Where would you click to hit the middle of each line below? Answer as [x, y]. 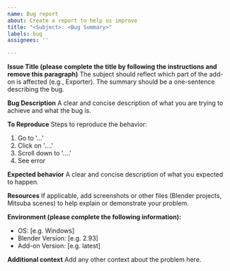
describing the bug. [36, 89]
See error [31, 161]
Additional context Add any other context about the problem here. [104, 260]
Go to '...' [30, 138]
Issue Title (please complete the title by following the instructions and [112, 67]
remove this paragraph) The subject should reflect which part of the [108, 74]
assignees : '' [28, 40]
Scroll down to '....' [45, 153]
